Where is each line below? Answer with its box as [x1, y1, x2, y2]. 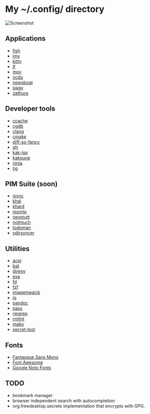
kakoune [12, 154, 30, 160]
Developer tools [5, 105, 56, 113]
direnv [12, 268, 26, 275]
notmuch [12, 219, 31, 225]
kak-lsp [12, 149, 28, 155]
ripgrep [12, 310, 28, 317]
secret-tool [12, 326, 35, 332]
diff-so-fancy [12, 138, 40, 145]
